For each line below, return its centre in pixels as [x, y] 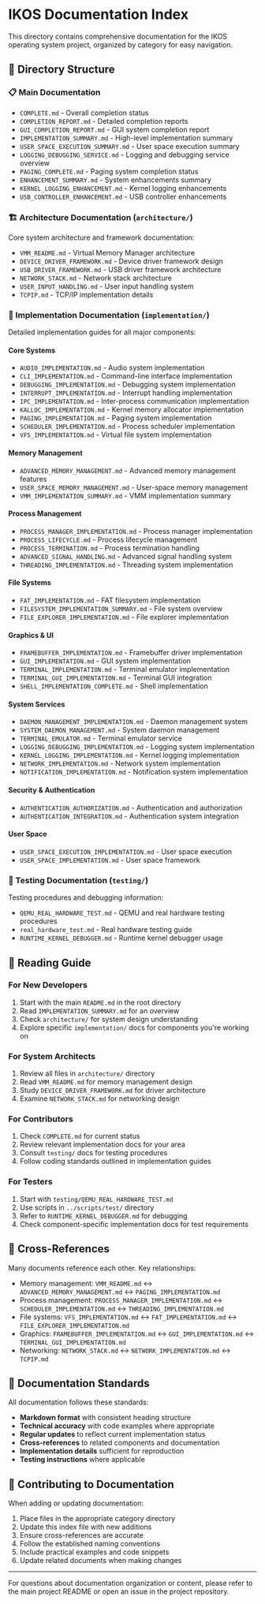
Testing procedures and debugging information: [86, 897]
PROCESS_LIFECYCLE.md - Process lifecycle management [108, 539]
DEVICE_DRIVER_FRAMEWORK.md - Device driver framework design [121, 261]
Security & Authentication [52, 790]
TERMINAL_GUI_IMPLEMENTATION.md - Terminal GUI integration [116, 678]
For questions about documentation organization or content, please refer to [131, 1583]
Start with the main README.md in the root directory [100, 1002]
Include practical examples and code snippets [94, 1552]
